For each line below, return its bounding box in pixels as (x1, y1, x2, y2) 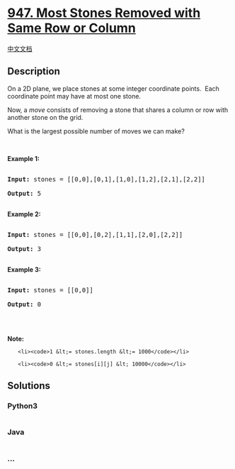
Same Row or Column (7, 20, 136, 36)
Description (7, 65, 60, 77)
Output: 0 (7, 300, 41, 308)
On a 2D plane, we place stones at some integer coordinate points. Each (7, 84, 219, 93)
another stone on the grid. (7, 113, 84, 121)
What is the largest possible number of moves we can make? (7, 126, 185, 136)
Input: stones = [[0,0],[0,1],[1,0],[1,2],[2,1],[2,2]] (7, 175, 205, 183)
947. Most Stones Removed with (7, 5, 201, 21)
